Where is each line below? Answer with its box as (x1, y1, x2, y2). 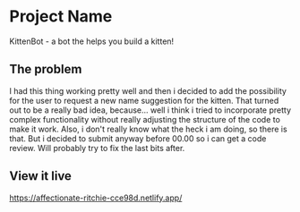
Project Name (9, 6, 113, 27)
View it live (9, 168, 72, 184)
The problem (9, 62, 82, 77)
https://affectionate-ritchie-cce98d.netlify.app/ (9, 192, 183, 203)
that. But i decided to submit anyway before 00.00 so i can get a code (9, 132, 267, 144)
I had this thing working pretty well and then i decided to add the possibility (9, 85, 287, 96)
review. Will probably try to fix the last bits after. (9, 142, 185, 153)
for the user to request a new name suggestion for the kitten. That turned (9, 95, 279, 106)
